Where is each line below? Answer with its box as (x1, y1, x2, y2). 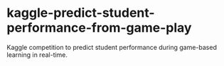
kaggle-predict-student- (6, 5, 155, 21)
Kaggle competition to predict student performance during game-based (6, 43, 218, 51)
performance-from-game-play (6, 20, 192, 36)
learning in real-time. (6, 51, 68, 59)
